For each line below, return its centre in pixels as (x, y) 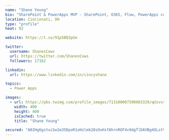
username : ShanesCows (32, 51)
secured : (14, 130)
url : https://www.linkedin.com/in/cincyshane (58, 75)
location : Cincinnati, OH (32, 19)
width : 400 (26, 107)
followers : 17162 (28, 61)
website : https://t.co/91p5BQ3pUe (41, 38)
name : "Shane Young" (27, 10)
